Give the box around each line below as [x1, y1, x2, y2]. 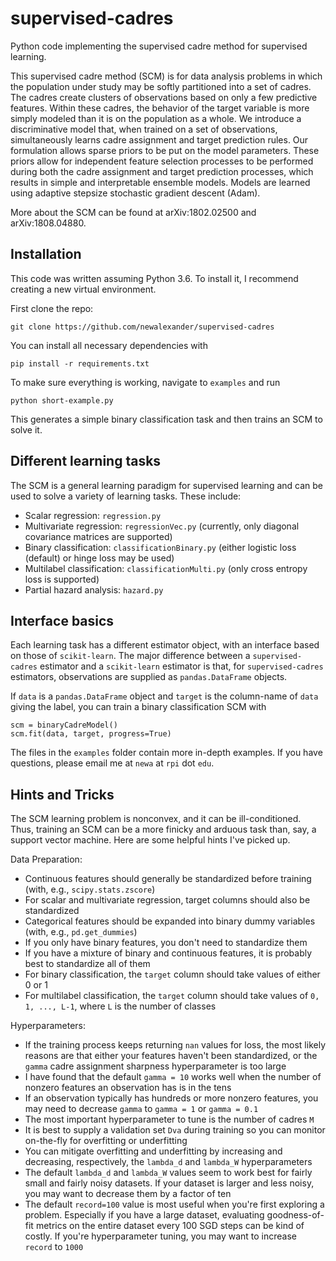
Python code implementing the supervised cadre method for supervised [10, 40, 308, 52]
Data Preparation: [10, 853, 83, 866]
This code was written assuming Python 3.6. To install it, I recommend [10, 272, 299, 284]
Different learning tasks [10, 453, 162, 470]
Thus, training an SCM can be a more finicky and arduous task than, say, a [10, 823, 317, 836]
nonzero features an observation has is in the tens [24, 1082, 232, 1094]
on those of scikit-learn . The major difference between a [10, 650, 251, 662]
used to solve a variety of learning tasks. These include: [10, 490, 242, 502]
